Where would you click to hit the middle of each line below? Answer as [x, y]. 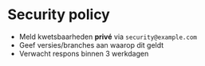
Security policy [59, 15]
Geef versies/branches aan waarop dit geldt [91, 45]
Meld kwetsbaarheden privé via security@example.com [108, 37]
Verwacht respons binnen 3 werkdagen [84, 53]
